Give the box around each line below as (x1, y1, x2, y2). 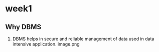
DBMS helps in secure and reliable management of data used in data (12, 36, 154, 42)
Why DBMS (5, 23, 42, 31)
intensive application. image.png (12, 41, 80, 47)
